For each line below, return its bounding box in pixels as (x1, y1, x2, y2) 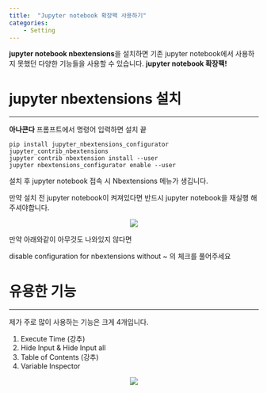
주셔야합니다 (9, 203, 48, 212)
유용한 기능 (9, 282, 77, 300)
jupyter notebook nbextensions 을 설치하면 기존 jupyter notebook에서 (9, 49, 234, 59)
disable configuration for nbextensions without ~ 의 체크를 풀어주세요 (9, 251, 231, 261)
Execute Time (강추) (20, 334, 86, 344)
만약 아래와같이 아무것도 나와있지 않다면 (9, 235, 132, 244)
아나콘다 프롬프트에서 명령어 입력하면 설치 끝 (9, 124, 147, 135)
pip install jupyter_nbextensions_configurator (9, 140, 170, 149)
